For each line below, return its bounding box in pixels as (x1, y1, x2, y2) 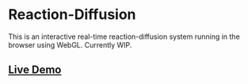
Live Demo (8, 63, 62, 77)
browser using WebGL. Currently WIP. (8, 40, 132, 49)
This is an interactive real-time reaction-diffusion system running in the (8, 32, 240, 41)
